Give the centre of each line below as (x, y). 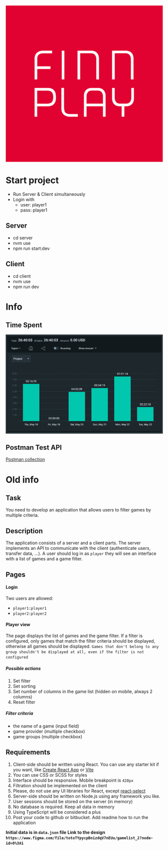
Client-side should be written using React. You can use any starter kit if (86, 764)
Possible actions (23, 668)
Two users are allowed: (29, 598)
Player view (18, 625)
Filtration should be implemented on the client (60, 785)
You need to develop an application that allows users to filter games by (79, 510)
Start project (32, 180)
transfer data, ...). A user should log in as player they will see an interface (81, 553)
